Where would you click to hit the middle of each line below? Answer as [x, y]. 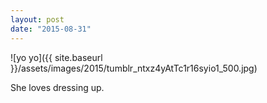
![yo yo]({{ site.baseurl [56, 57]
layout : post [37, 19]
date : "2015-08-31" [51, 29]
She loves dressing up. [57, 87]
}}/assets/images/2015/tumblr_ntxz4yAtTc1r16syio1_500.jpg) [134, 68]
